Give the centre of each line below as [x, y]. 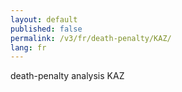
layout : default [44, 19]
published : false [46, 29]
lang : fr [28, 47]
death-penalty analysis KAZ [67, 76]
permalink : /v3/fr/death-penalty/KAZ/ [91, 38]
